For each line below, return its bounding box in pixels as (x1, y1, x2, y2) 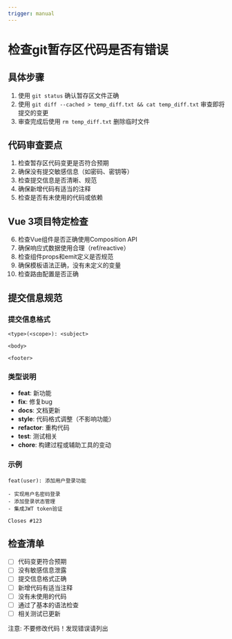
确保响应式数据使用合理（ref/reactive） (17, 244, 130, 252)
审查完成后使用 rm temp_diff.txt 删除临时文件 (17, 117, 151, 125)
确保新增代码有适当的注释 (17, 184, 91, 193)
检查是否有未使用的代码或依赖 (17, 193, 103, 202)
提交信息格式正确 (17, 575, 67, 583)
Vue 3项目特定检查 (8, 216, 88, 227)
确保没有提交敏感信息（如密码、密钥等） (17, 167, 133, 176)
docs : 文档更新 (17, 406, 61, 414)
